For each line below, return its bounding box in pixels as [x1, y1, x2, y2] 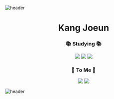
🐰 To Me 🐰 [71, 66, 96, 73]
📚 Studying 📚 [65, 40, 102, 47]
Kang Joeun [58, 22, 110, 33]
